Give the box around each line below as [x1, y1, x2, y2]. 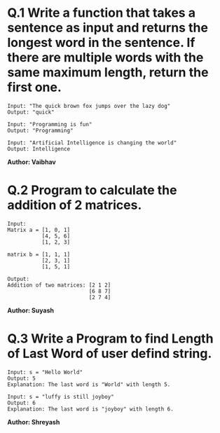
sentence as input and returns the [7, 20, 209, 36]
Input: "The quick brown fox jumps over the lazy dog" [7, 102, 171, 109]
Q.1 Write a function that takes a [7, 5, 196, 21]
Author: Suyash [7, 306, 55, 315]
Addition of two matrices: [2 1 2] [7, 282, 111, 289]
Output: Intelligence [7, 145, 71, 152]
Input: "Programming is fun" [7, 121, 92, 128]
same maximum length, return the [7, 64, 209, 81]
